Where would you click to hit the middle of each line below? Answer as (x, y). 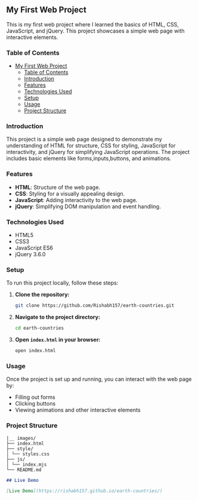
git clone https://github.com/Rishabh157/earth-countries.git (94, 306)
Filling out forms (35, 397)
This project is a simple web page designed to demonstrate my (84, 139)
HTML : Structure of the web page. (57, 187)
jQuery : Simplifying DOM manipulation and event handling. (88, 206)
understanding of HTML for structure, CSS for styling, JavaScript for (91, 146)
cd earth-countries (39, 328)
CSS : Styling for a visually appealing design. (70, 193)
